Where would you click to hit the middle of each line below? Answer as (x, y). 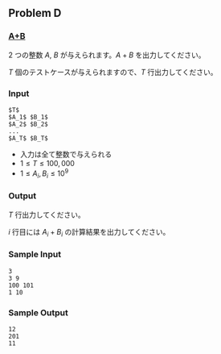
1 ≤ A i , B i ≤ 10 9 (44, 173)
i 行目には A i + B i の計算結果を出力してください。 (89, 233)
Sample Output (38, 312)
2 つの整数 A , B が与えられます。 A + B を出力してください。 (107, 55)
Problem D (35, 13)
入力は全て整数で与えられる (66, 154)
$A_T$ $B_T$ (28, 138)
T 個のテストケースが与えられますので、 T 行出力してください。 (113, 72)
